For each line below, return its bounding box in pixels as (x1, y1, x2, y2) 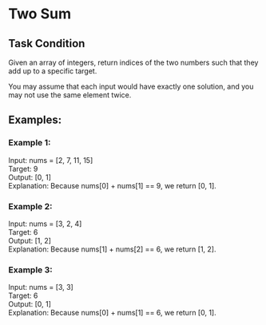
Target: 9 (8, 164, 38, 173)
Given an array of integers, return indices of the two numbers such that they (8, 57, 259, 67)
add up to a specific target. (8, 66, 97, 76)
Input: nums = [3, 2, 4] (8, 219, 82, 228)
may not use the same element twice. (8, 90, 132, 100)
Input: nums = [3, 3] (8, 283, 73, 292)
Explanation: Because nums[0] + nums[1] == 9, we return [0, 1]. (8, 180, 217, 190)
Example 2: (8, 200, 53, 212)
